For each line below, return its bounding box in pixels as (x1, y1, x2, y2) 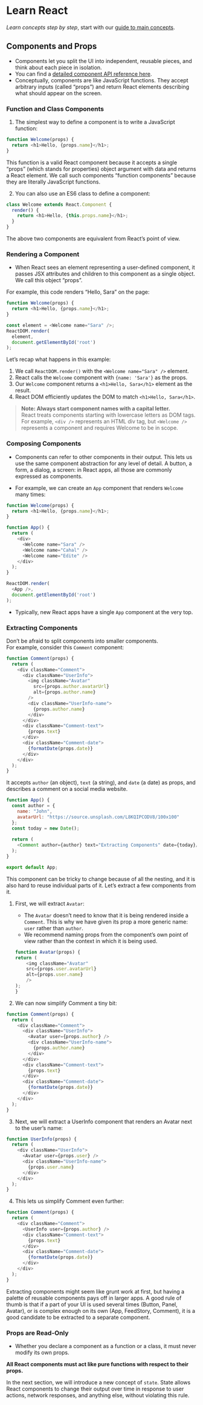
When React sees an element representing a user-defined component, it (14, 264, 195, 271)
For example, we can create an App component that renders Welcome (14, 484, 184, 491)
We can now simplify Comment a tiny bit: (14, 999, 117, 1007)
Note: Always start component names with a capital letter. (21, 405, 170, 412)
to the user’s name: (14, 1124, 63, 1131)
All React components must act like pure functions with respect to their (6, 1360, 189, 1367)
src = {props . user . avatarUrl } (26, 966, 97, 972)
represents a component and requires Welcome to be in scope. (21, 425, 178, 432)
